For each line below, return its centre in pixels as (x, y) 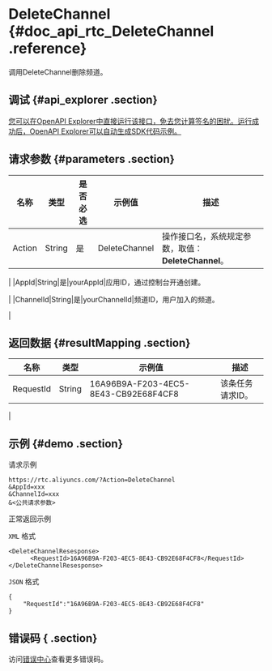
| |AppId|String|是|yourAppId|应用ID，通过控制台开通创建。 (107, 282)
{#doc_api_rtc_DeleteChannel (111, 31)
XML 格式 (22, 536)
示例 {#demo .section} (66, 444)
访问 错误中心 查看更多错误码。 (58, 659)
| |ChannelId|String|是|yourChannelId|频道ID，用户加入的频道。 (114, 299)
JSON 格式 (24, 582)
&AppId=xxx (27, 487)
